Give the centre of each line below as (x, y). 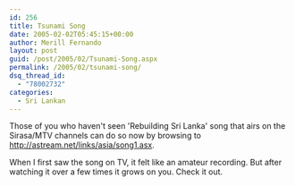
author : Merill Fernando (55, 42)
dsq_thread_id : (38, 76)
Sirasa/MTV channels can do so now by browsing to (105, 136)
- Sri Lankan (42, 101)
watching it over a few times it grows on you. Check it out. (116, 172)
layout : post (34, 51)
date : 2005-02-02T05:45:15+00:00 (72, 34)
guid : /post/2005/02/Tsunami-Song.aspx (84, 59)
